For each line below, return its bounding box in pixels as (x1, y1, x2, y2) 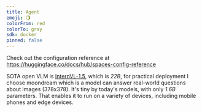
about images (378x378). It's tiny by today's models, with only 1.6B (6, 86, 176, 92)
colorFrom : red (6, 20, 45, 26)
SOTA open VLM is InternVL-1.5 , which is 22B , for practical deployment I (6, 73, 189, 80)
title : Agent (6, 9, 40, 15)
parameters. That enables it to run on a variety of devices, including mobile (6, 92, 196, 99)
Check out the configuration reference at (6, 54, 110, 61)
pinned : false (6, 37, 43, 43)
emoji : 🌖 (6, 15, 31, 21)
